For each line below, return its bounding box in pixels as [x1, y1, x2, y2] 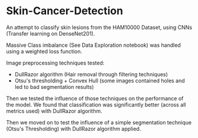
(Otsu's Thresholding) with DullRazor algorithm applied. [6, 125, 141, 132]
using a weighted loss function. [6, 47, 83, 54]
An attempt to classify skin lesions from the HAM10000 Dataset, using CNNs [6, 24, 193, 31]
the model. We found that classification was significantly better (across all [6, 101, 186, 108]
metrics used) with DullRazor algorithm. [6, 107, 102, 114]
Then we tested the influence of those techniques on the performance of [6, 95, 184, 102]
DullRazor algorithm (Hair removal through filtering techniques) [14, 70, 168, 78]
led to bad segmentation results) [14, 83, 95, 90]
